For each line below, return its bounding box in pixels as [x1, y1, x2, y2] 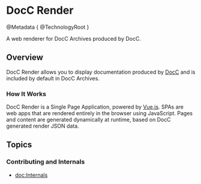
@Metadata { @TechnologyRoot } [6, 23, 89, 31]
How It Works [6, 89, 47, 98]
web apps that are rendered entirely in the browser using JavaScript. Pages [6, 110, 193, 117]
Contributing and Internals [6, 158, 85, 166]
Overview [6, 52, 44, 63]
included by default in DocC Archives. [6, 74, 100, 82]
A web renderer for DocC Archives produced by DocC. [6, 35, 141, 42]
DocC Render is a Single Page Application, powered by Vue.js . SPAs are [6, 103, 184, 111]
